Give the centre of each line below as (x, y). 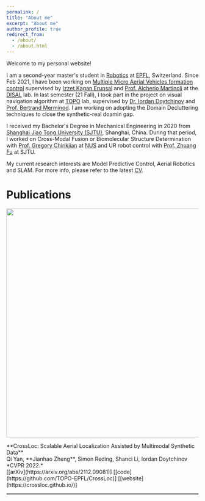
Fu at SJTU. (21, 152)
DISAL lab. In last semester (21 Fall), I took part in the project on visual (94, 95)
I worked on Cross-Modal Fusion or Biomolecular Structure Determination (99, 139)
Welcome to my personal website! (49, 63)
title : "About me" (30, 18)
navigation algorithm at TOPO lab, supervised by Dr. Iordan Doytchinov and (101, 101)
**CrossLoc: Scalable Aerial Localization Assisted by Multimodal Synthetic (101, 445)
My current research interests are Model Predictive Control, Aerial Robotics (101, 164)
